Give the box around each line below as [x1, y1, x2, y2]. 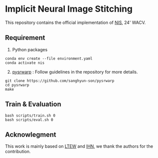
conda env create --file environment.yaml [5, 56, 93, 61]
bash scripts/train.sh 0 [5, 113, 56, 118]
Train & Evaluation [5, 100, 61, 108]
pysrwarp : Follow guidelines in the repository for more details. [12, 69, 138, 75]
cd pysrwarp [5, 82, 29, 87]
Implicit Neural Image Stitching [5, 3, 133, 15]
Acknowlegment [5, 130, 57, 138]
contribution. [5, 149, 31, 155]
